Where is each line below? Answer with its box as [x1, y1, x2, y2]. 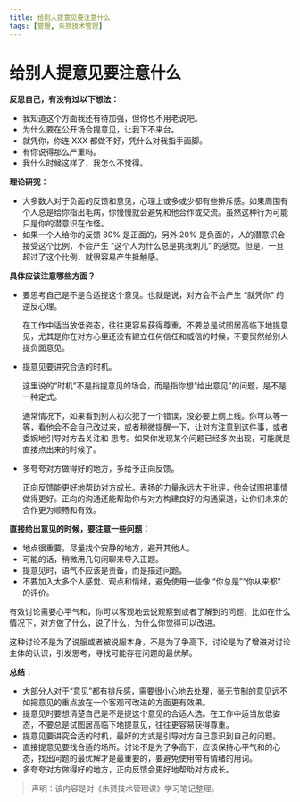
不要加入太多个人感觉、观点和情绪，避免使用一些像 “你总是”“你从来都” [21, 576, 281, 587]
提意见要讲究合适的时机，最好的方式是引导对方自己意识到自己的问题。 [21, 730, 281, 741]
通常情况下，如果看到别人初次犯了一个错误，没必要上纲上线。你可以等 [21, 411, 281, 422]
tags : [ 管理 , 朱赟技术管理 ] [9, 21, 103, 30]
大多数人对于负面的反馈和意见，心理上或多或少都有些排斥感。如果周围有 [21, 196, 288, 207]
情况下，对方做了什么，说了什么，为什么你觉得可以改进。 [9, 618, 221, 628]
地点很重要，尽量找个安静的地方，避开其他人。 [21, 542, 195, 553]
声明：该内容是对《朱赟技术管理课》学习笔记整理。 [30, 783, 220, 794]
